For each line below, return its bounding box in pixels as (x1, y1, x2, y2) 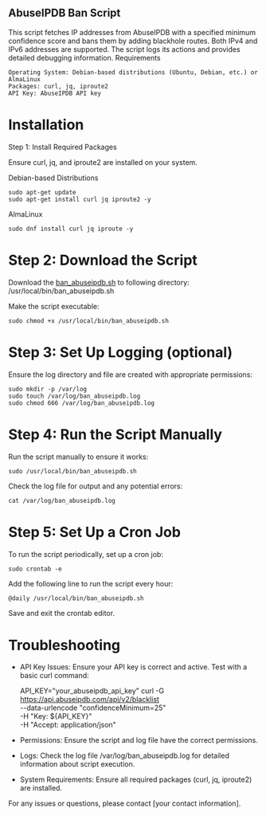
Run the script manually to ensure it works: (8, 452, 149, 461)
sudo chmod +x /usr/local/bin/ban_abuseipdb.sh (8, 316, 170, 325)
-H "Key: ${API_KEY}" (19, 712, 92, 721)
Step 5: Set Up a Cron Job (8, 523, 182, 541)
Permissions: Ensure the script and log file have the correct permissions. (19, 736, 259, 745)
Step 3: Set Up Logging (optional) (8, 343, 233, 361)
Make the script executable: (8, 301, 100, 311)
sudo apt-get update (8, 188, 77, 196)
